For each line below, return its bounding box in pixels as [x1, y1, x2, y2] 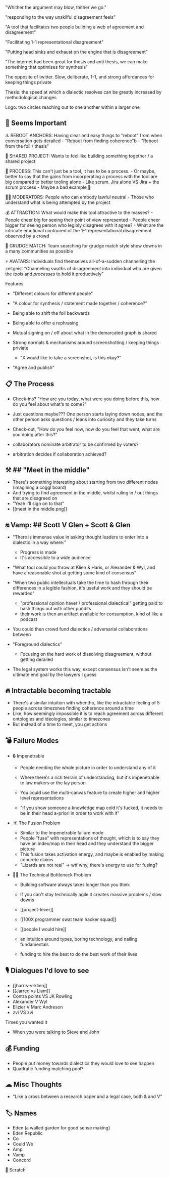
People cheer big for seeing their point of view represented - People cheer [5, 217, 160, 223]
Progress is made [20, 549, 57, 556]
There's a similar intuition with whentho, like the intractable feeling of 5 [12, 700, 160, 706]
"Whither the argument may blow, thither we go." [5, 5, 107, 10]
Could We [12, 1141, 33, 1147]
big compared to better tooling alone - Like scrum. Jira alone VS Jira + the [5, 179, 160, 185]
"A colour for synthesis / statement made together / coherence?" [12, 300, 147, 306]
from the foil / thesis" [5, 143, 49, 149]
